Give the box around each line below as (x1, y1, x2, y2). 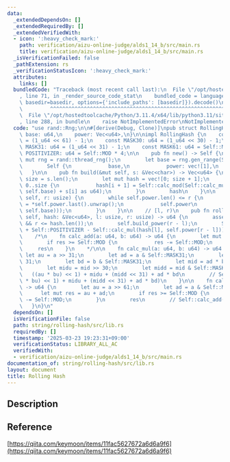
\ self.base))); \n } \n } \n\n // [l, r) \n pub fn (19, 207, 210, 214)
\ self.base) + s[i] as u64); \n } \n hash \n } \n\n (19, 188, 216, 195)
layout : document (7, 366, 57, 373)
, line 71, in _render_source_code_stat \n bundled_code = (19, 93, 197, 100)
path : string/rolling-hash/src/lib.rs (13, 322, 125, 329)
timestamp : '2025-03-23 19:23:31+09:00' (13, 335, 130, 342)
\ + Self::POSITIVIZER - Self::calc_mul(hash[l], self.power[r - (19, 227, 210, 233)
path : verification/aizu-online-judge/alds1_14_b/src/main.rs (19, 42, 201, 49)
